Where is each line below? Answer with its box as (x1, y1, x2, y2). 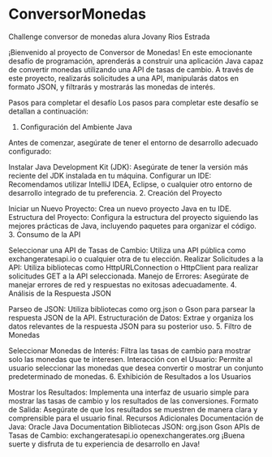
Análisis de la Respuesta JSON (8, 288, 111, 298)
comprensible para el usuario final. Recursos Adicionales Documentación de (8, 413, 264, 423)
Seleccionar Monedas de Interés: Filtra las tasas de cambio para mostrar (8, 346, 252, 356)
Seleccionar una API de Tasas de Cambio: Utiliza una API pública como (8, 245, 246, 255)
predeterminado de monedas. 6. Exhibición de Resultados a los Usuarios (8, 371, 252, 382)
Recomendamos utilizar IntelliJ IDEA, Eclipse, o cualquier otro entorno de (8, 179, 253, 189)
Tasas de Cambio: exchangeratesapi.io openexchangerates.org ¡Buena (8, 430, 245, 440)
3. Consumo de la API (8, 229, 81, 239)
